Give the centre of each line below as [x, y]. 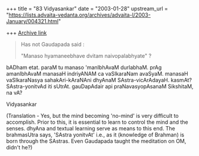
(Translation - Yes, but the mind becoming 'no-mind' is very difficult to [92, 116]
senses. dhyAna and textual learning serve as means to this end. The [91, 128]
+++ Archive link [27, 33]
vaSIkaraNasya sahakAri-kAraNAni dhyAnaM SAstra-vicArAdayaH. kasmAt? [99, 80]
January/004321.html [32, 21]
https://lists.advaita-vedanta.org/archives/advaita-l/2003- [80, 15]
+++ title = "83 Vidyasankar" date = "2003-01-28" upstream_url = [87, 9]
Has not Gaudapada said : [52, 44]
